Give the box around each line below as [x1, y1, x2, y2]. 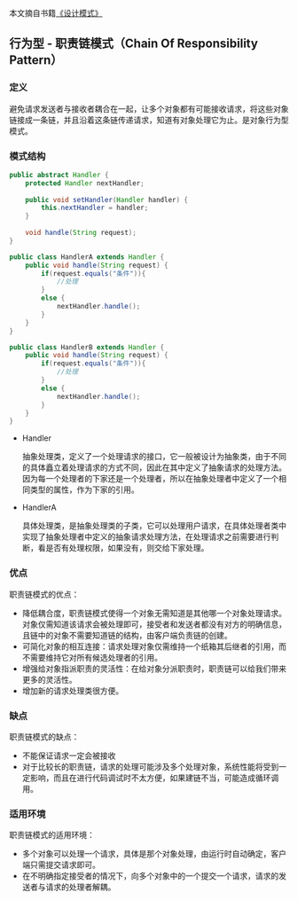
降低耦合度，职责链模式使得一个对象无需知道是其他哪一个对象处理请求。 [21, 607, 286, 618]
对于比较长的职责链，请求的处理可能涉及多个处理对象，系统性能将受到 [21, 761, 279, 771]
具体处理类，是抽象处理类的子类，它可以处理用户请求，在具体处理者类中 [21, 520, 286, 531]
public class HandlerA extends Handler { [9, 252, 165, 262]
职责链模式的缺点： [9, 731, 80, 742]
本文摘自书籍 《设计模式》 [9, 8, 103, 18]
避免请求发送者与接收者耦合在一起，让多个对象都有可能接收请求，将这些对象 [9, 103, 289, 113]
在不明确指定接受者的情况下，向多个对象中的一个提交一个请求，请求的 [21, 871, 279, 881]
